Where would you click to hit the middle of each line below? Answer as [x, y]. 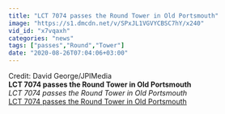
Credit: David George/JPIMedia [60, 76]
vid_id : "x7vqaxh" [39, 31]
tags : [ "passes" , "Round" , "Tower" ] [67, 46]
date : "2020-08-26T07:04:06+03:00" [68, 53]
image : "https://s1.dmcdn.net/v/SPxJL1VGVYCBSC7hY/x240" [106, 23]
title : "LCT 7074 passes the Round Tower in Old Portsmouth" [114, 16]
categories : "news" [41, 38]
